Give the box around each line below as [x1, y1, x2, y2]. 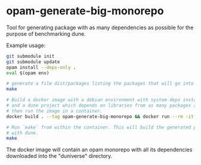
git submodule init [6, 53, 55, 59]
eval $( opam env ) [6, 70, 50, 76]
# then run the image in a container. [6, 108, 103, 114]
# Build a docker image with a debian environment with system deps [6, 97, 181, 103]
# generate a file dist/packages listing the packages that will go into [6, 80, 194, 87]
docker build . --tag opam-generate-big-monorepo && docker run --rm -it [6, 113, 194, 120]
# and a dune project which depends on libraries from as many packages [6, 102, 191, 108]
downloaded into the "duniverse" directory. [6, 152, 112, 160]
